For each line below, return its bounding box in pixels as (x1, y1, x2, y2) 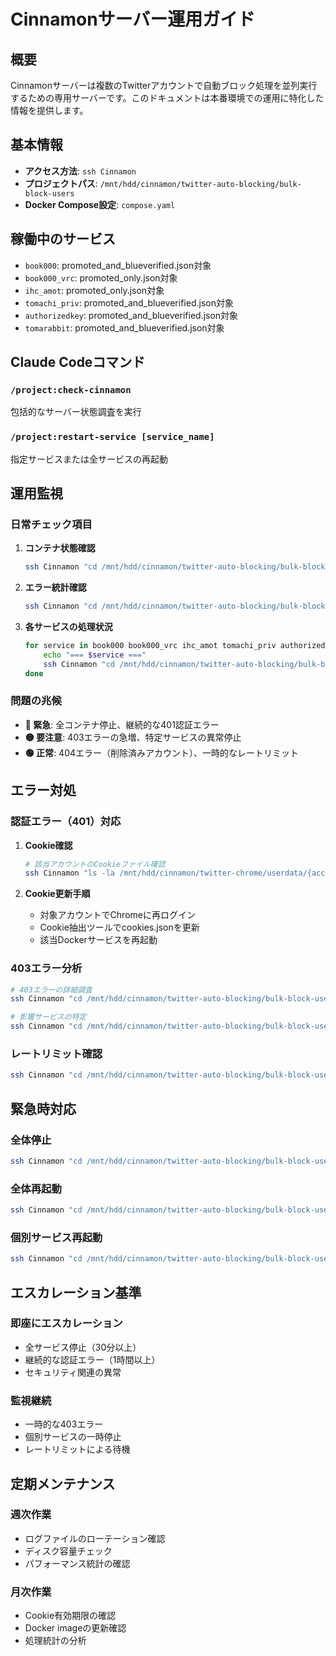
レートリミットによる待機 (24, 1443, 131, 1455)
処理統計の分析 (24, 1635, 87, 1647)
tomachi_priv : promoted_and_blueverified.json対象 (24, 296, 234, 309)
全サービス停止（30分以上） (24, 1341, 142, 1353)
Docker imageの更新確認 (24, 1622, 127, 1634)
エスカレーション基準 (10, 1284, 142, 1301)
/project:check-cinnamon (10, 384, 132, 395)
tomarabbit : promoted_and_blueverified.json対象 (24, 321, 225, 334)
